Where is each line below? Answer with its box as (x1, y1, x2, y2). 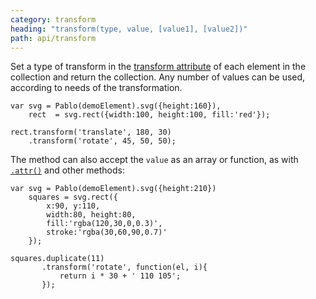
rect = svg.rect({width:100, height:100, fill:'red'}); (28, 110, 271, 120)
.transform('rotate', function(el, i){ (41, 262, 208, 273)
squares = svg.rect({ (28, 192, 118, 203)
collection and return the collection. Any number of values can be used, (10, 71, 306, 83)
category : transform (10, 14, 97, 25)
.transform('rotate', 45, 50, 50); (28, 136, 177, 146)
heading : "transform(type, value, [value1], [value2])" (10, 24, 248, 34)
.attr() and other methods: (10, 164, 126, 176)
